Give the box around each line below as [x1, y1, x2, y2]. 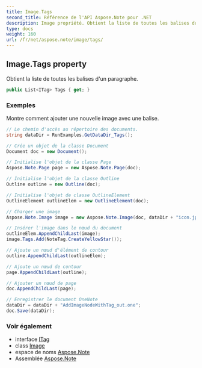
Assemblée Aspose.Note [14, 355, 77, 362]
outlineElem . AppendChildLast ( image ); [6, 231, 101, 237]
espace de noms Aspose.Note [14, 349, 90, 356]
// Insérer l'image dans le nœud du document [6, 225, 122, 231]
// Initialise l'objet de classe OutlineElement [6, 192, 130, 198]
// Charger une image [6, 208, 61, 214]
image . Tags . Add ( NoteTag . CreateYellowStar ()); [6, 236, 122, 243]
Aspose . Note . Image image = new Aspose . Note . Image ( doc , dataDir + [6, 214, 174, 220]
